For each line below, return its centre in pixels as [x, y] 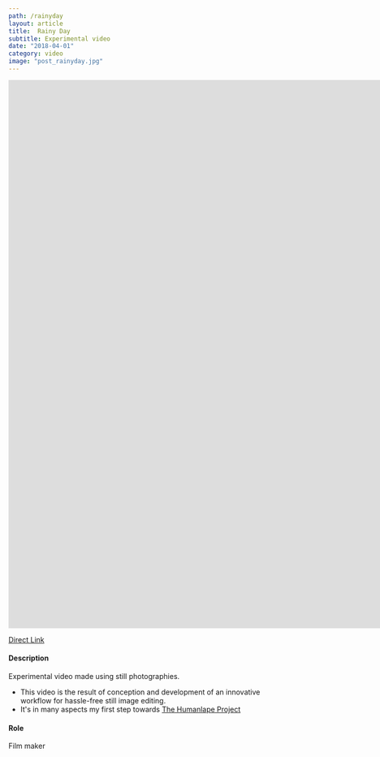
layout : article [36, 24]
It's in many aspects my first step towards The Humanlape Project [130, 709]
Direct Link [26, 639]
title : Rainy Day [39, 31]
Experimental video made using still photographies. [94, 677]
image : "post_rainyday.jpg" [56, 62]
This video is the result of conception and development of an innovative [140, 692]
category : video [36, 54]
